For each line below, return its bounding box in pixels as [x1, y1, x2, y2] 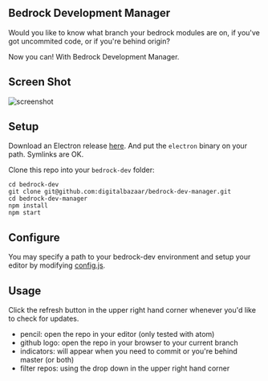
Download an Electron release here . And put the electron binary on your [8, 141, 247, 151]
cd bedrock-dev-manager [8, 195, 88, 203]
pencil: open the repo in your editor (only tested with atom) [19, 330, 215, 339]
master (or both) [19, 355, 75, 365]
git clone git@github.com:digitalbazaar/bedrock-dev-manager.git [8, 188, 231, 196]
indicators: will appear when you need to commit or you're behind [19, 346, 238, 356]
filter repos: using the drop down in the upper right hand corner [19, 363, 230, 373]
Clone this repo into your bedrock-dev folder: [8, 165, 155, 175]
